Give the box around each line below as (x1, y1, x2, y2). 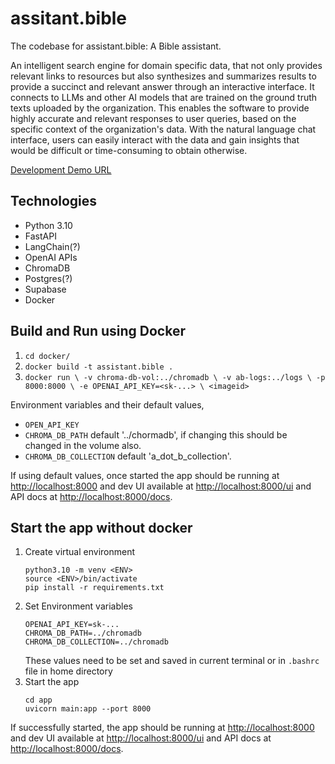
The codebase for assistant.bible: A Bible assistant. (10, 40, 222, 52)
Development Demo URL (10, 163, 112, 176)
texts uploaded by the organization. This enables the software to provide (10, 102, 310, 114)
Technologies (10, 193, 98, 210)
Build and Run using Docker (10, 323, 186, 340)
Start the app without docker (10, 519, 193, 536)
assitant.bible (10, 7, 128, 30)
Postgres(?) (24, 272, 73, 284)
